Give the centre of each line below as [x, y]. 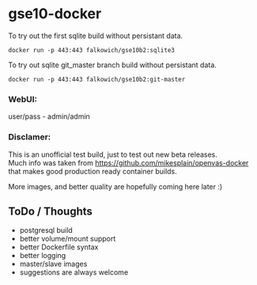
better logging [43, 256]
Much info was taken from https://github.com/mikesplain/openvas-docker [128, 162]
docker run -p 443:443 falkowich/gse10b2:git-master [97, 79]
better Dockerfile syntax [59, 247]
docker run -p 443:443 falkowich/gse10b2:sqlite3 [92, 50]
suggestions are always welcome [74, 272]
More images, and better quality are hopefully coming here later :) [115, 186]
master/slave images [53, 264]
